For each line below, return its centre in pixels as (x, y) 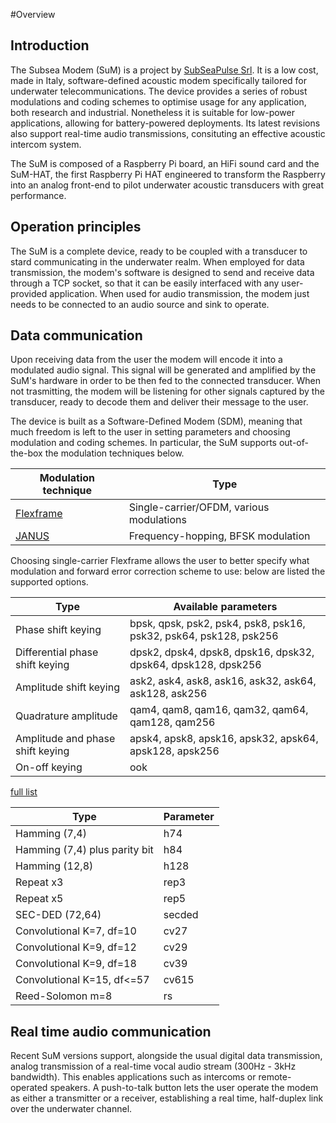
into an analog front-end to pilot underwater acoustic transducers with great (167, 185)
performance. (38, 195)
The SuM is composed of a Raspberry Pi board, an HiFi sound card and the (165, 163)
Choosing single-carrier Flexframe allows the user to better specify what (160, 561)
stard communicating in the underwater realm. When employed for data (157, 261)
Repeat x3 (39, 882)
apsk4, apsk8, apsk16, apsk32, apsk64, (224, 739)
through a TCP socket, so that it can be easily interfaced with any (145, 283)
